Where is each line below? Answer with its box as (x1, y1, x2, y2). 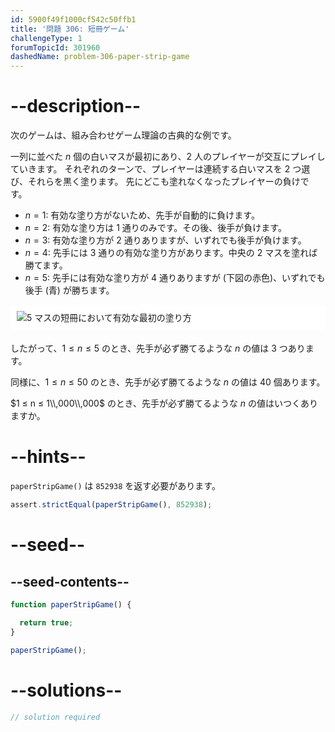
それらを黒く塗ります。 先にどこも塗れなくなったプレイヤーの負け (27, 176, 301, 188)
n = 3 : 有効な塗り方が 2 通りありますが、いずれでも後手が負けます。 (24, 234, 307, 246)
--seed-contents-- (10, 573, 130, 590)
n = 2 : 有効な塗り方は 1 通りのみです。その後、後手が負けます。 (24, 222, 287, 234)
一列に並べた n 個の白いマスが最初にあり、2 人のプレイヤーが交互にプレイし (10, 151, 326, 163)
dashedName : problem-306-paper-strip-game (10, 52, 190, 62)
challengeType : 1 (10, 33, 83, 43)
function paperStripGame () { (10, 600, 132, 610)
